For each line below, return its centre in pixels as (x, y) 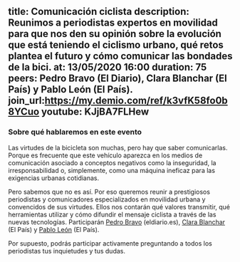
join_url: (26, 101)
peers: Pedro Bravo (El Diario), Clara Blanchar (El (118, 79)
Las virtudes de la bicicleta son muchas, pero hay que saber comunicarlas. (118, 147)
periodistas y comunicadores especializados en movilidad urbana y (107, 199)
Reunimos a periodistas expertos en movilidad (113, 23)
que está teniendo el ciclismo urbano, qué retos (116, 45)
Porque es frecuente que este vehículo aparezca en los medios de (105, 155)
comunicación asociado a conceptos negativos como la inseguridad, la (112, 162)
